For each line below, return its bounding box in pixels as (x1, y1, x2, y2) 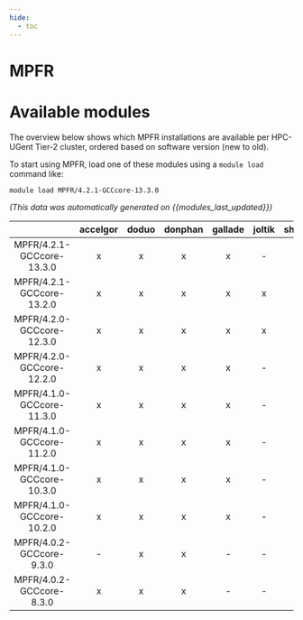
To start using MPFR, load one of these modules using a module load (9, 159, 264, 170)
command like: (9, 168, 64, 179)
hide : (9, 13, 30, 23)
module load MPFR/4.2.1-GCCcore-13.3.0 (9, 186, 160, 195)
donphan (163, 223, 204, 236)
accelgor (79, 223, 119, 236)
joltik (252, 223, 275, 236)
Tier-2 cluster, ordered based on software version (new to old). (34, 141, 269, 152)
